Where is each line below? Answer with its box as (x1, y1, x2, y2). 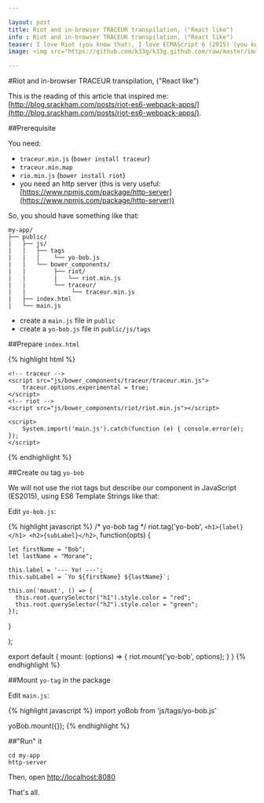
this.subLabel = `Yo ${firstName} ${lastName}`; (8, 573, 170, 581)
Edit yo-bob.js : (8, 507, 57, 516)
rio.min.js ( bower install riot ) (19, 171, 126, 180)
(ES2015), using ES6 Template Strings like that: (8, 491, 159, 501)
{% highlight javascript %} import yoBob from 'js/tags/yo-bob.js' (8, 706, 218, 716)
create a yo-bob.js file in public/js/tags (19, 324, 151, 334)
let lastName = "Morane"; (8, 553, 93, 561)
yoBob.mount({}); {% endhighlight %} (8, 721, 130, 731)
